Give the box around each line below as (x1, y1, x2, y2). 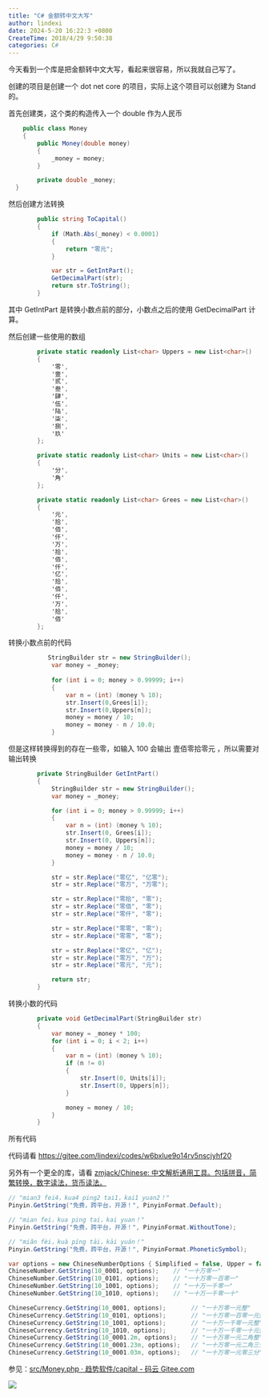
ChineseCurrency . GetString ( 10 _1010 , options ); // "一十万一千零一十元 (8, 1327, 259, 1335)
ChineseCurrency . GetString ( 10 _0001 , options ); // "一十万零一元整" (8, 1303, 251, 1312)
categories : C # (8, 42, 59, 50)
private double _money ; (37, 176, 116, 184)
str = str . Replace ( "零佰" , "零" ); (50, 903, 163, 911)
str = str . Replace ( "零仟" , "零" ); (50, 910, 163, 918)
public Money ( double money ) (37, 139, 130, 147)
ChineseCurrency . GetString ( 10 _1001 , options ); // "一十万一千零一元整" (8, 1318, 263, 1327)
